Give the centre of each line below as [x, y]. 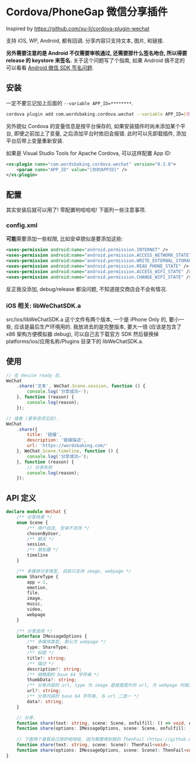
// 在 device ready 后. [34, 375]
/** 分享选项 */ [34, 631]
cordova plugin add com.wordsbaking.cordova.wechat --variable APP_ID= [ [96, 114]
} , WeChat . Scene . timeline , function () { [67, 451]
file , [34, 593]
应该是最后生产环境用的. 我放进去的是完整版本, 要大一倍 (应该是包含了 [98, 326]
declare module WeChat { [36, 512]
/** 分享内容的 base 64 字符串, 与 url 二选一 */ [83, 696]
